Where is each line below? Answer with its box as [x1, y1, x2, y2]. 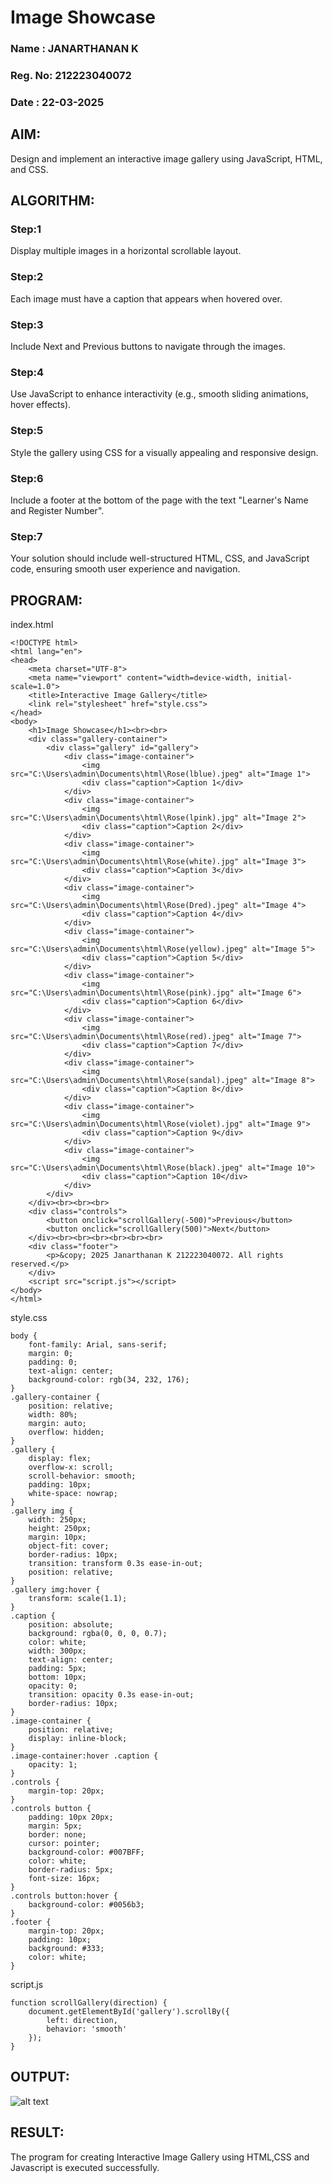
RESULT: [10, 2124, 65, 2141]
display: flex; [28, 1454, 92, 1464]
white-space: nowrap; [28, 1489, 118, 1499]
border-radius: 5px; [28, 1865, 114, 1875]
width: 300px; [28, 1646, 87, 1656]
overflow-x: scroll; [28, 1462, 114, 1473]
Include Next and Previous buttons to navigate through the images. [10, 341, 286, 353]
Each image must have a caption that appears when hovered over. [10, 292, 283, 305]
